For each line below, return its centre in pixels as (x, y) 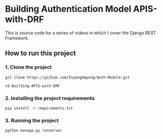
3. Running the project (32, 120)
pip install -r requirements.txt (39, 108)
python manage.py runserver (34, 131)
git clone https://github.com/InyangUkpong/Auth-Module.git (68, 77)
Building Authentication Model (68, 9)
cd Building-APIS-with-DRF (32, 86)
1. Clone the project (29, 67)
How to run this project (40, 53)
